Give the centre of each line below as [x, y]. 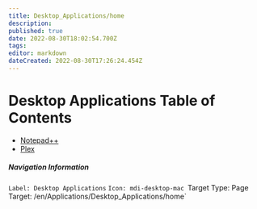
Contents [40, 118]
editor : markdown [38, 53]
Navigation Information [49, 167]
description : [30, 23]
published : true [36, 31]
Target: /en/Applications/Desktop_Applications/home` [98, 196]
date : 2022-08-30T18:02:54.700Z [63, 38]
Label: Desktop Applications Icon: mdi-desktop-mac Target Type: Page [128, 187]
